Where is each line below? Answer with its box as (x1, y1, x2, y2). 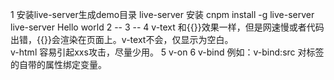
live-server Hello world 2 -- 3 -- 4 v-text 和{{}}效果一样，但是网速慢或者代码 (10, 21, 325, 33)
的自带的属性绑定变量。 (10, 59, 107, 70)
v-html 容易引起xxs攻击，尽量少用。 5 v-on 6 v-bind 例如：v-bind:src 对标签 (10, 46, 325, 58)
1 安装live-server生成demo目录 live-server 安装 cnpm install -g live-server (10, 9, 315, 20)
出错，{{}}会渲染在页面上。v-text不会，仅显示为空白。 (10, 34, 234, 45)
